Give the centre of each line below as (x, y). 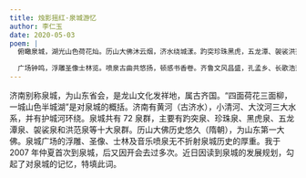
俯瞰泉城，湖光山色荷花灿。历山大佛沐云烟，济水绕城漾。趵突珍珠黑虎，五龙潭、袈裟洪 (157, 52)
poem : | (24, 43)
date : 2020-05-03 (42, 35)
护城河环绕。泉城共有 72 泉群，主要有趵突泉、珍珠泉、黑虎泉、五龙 (168, 118)
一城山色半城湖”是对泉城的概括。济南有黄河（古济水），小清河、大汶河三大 (149, 107)
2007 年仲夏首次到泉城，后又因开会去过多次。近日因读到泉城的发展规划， (148, 152)
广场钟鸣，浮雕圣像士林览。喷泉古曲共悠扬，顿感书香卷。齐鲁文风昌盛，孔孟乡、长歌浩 (157, 68)
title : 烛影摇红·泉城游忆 (53, 18)
